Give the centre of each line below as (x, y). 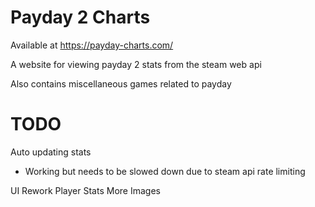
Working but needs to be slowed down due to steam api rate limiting (165, 171)
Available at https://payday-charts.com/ (92, 45)
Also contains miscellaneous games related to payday (121, 83)
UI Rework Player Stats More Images (85, 190)
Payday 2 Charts (80, 17)
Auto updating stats (51, 152)
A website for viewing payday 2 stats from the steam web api (136, 64)
